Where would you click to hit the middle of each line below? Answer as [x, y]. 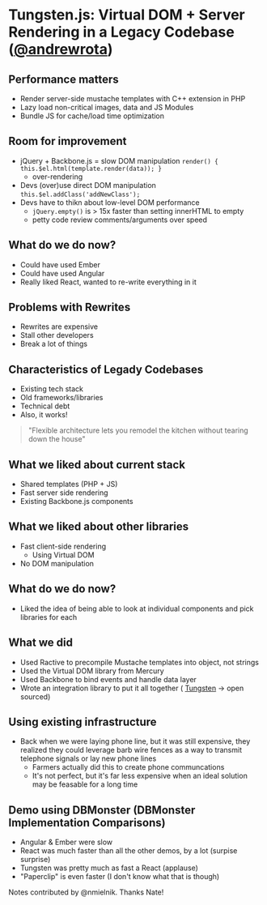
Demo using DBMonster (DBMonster [102, 810]
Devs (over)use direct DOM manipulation [88, 185]
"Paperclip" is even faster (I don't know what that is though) [120, 877]
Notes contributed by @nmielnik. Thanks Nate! [86, 892]
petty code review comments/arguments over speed [120, 220]
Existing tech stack [51, 389]
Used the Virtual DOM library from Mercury [92, 671]
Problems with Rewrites [70, 307]
